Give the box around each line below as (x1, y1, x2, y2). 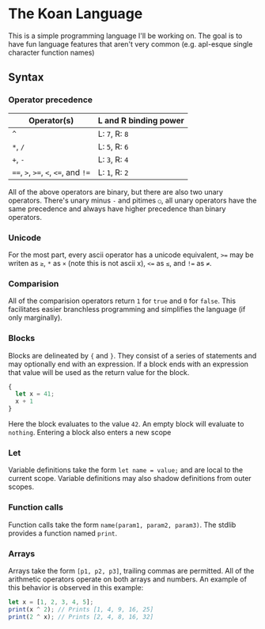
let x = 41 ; (15, 390, 55, 398)
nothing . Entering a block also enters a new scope (8, 428, 172, 438)
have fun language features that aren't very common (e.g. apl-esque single (8, 39, 253, 48)
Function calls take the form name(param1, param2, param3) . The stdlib (8, 520, 237, 529)
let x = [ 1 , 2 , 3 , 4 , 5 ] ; (8, 598, 94, 606)
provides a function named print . (8, 528, 118, 538)
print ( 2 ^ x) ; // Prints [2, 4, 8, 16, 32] (8, 612, 154, 621)
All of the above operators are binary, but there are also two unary (8, 187, 224, 196)
